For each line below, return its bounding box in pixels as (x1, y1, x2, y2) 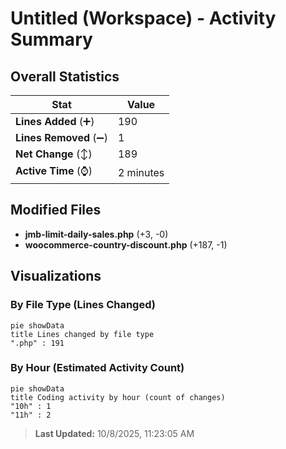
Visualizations (10, 268, 102, 285)
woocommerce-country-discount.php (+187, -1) (24, 238, 228, 251)
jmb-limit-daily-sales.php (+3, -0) (24, 228, 169, 240)
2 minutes (117, 165, 165, 179)
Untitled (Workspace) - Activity (10, 7, 277, 30)
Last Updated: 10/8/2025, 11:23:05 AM (34, 427, 195, 439)
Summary (10, 28, 93, 51)
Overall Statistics (10, 68, 120, 85)
